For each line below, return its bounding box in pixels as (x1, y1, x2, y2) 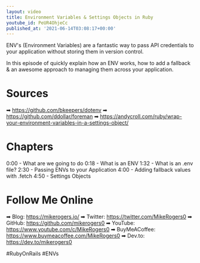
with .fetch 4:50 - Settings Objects (6, 172, 91, 180)
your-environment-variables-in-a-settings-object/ (6, 119, 129, 126)
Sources (6, 87, 49, 100)
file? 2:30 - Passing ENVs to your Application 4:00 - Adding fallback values (6, 166, 191, 174)
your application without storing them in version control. (6, 48, 144, 55)
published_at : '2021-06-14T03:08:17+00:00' (6, 25, 116, 32)
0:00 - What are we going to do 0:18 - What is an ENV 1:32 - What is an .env (6, 160, 193, 167)
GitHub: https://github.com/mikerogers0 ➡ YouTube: (6, 219, 136, 227)
